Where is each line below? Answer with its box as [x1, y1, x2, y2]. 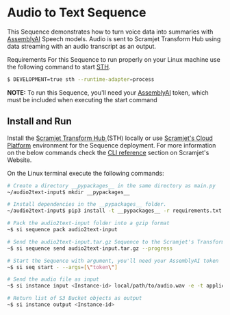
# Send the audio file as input [7, 276, 99, 283]
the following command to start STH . [7, 62, 111, 71]
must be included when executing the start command [7, 95, 157, 104]
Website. [7, 156, 32, 164]
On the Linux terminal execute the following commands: [7, 169, 164, 177]
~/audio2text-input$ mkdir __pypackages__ [7, 189, 130, 196]
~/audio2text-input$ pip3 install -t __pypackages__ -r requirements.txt [7, 207, 222, 214]
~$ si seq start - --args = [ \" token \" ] [7, 264, 118, 270]
